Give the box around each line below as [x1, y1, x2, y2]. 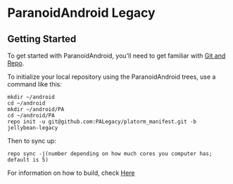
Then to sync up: [7, 137, 56, 145]
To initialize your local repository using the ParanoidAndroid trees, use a [7, 72, 216, 81]
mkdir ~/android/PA [7, 106, 65, 113]
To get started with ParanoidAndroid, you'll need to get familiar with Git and [7, 51, 226, 60]
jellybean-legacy [7, 124, 58, 131]
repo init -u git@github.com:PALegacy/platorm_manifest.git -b [7, 118, 197, 125]
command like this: [7, 80, 62, 88]
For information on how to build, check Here [7, 169, 135, 177]
